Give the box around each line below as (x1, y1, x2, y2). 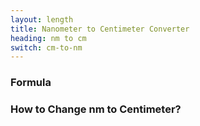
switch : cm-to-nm (10, 42, 83, 53)
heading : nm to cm (10, 33, 87, 43)
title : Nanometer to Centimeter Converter (10, 24, 190, 34)
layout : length (10, 14, 74, 25)
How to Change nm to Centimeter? (10, 102, 182, 116)
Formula (10, 76, 52, 90)
